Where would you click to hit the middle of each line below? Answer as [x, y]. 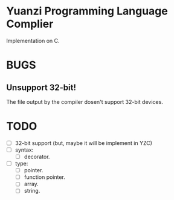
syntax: [24, 150]
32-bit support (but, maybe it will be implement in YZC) [84, 143]
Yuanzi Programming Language [87, 11]
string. [32, 191]
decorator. [37, 156]
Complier [30, 24]
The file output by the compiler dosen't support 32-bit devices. [85, 102]
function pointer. [44, 177]
